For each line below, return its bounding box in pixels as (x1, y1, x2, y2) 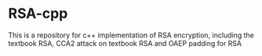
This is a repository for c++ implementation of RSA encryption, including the (8, 30, 255, 40)
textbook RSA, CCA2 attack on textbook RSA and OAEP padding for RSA (8, 38, 242, 47)
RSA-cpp (8, 5, 68, 23)
